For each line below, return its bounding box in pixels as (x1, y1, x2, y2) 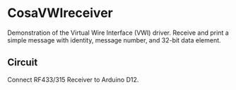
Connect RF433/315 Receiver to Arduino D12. (7, 75, 139, 84)
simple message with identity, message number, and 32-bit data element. (7, 35, 221, 44)
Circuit (7, 57, 38, 69)
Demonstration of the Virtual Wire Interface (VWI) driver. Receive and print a (7, 28, 230, 37)
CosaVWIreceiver (7, 5, 113, 21)
